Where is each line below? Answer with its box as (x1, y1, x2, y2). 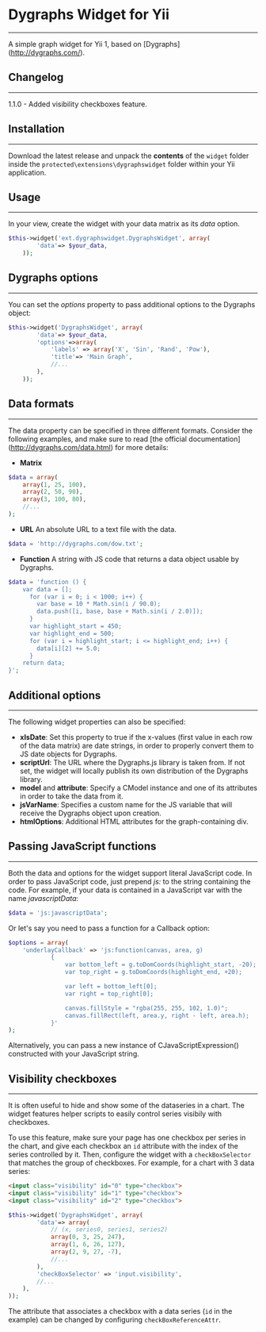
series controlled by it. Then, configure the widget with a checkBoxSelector (8, 1149, 252, 1160)
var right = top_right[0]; (64, 990, 154, 998)
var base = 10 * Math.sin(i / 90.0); (36, 600, 161, 608)
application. (8, 167, 47, 177)
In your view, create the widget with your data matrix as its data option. (8, 219, 240, 229)
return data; (22, 659, 66, 668)
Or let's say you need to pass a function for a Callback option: (8, 923, 210, 933)
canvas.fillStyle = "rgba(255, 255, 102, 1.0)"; (64, 1004, 228, 1012)
